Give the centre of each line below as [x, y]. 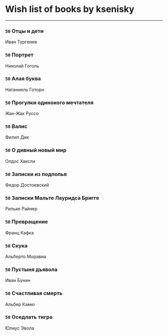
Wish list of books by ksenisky [70, 9]
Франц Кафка [19, 232]
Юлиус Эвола [20, 328]
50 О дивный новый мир [36, 150]
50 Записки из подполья [36, 174]
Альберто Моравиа [26, 256]
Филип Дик [17, 137]
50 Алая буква [23, 78]
